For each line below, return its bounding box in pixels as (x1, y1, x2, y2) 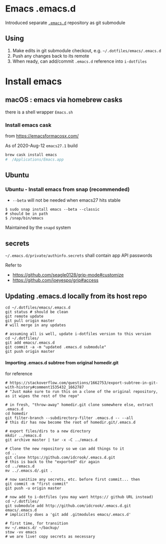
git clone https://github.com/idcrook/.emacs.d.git (5, 455, 115, 460)
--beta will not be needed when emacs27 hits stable (12, 197, 121, 203)
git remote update (5, 314, 44, 319)
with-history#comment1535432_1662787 (5, 385, 84, 390)
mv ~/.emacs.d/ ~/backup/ (5, 525, 59, 530)
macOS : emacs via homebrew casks (5, 96, 123, 104)
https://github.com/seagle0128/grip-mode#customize (12, 272, 124, 278)
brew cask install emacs (5, 153, 57, 158)
